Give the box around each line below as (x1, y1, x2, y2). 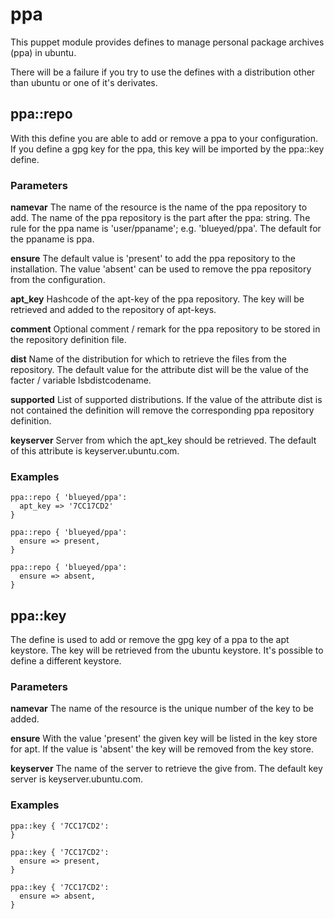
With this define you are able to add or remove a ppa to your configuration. (10, 132, 318, 144)
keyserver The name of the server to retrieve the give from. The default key (10, 763, 323, 775)
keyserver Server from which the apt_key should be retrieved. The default (10, 434, 317, 447)
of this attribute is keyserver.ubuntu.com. (10, 445, 180, 457)
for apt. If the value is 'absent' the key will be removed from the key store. (10, 743, 314, 755)
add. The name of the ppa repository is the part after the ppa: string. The (10, 212, 311, 224)
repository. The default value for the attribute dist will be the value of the (10, 364, 309, 376)
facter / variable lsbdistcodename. (10, 374, 152, 387)
